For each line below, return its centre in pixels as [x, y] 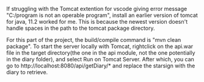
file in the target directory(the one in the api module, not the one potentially [101, 53]
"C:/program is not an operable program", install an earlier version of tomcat [102, 15]
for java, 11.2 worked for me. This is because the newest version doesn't [97, 22]
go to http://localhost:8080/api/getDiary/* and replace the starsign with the [101, 66]
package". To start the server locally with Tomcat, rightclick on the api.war [100, 46]
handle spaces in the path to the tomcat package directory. [81, 28]
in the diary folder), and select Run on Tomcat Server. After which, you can [100, 59]
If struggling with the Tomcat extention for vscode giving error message [97, 9]
